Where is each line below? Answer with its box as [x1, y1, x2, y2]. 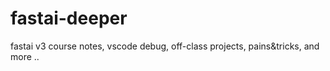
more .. [10, 50, 40, 62]
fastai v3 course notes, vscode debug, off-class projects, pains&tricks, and [10, 40, 320, 52]
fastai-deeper [10, 7, 128, 30]
